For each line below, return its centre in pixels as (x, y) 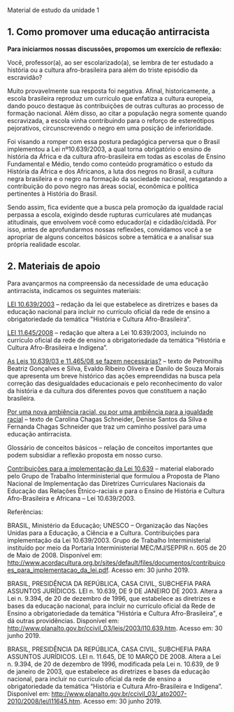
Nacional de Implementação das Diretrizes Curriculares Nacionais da (107, 483)
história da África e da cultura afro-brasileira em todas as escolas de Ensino (116, 156)
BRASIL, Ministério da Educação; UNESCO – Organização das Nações (108, 525)
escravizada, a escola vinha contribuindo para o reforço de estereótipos (111, 120)
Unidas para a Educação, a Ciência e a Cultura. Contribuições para (103, 533)
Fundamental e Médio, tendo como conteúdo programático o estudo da (110, 164)
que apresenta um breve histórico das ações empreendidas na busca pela (114, 376)
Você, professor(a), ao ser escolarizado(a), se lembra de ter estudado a (110, 62)
